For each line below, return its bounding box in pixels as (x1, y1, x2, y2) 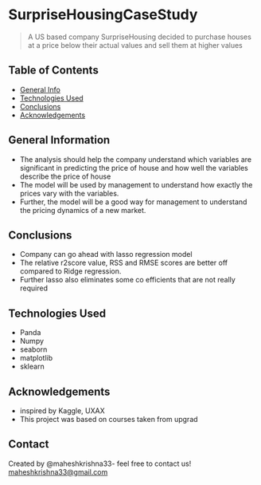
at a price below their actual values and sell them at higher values (27, 40, 243, 49)
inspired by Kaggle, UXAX (19, 406, 105, 416)
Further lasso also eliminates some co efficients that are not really (19, 275, 236, 285)
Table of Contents (8, 64, 99, 77)
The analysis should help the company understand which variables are (19, 154, 252, 164)
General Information (8, 133, 111, 147)
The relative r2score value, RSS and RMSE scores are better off (19, 258, 228, 268)
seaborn (19, 345, 48, 354)
